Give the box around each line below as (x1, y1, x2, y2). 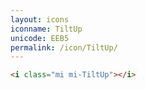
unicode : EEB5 (10, 33, 70, 43)
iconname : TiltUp (10, 24, 83, 34)
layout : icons (10, 14, 70, 25)
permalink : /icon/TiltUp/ (10, 42, 118, 53)
